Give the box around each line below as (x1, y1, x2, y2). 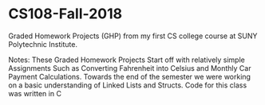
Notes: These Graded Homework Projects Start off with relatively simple (8, 55, 245, 64)
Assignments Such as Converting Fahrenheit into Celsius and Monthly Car (8, 63, 251, 72)
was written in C (8, 88, 62, 98)
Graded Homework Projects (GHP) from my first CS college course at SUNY (8, 31, 258, 41)
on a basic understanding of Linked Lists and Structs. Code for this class (8, 80, 247, 90)
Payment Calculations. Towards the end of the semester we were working (8, 72, 251, 81)
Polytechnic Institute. (8, 39, 78, 49)
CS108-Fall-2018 (8, 5, 123, 23)
